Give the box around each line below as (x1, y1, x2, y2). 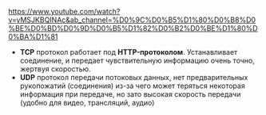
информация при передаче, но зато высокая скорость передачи (19, 90, 241, 98)
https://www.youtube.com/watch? (8, 7, 121, 16)
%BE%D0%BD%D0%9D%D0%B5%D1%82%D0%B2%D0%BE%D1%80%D (8, 24, 258, 33)
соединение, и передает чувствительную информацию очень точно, (19, 56, 256, 65)
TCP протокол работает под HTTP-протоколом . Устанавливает (19, 48, 238, 56)
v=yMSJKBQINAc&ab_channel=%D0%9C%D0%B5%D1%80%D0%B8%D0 (8, 15, 256, 25)
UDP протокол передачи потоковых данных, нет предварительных (19, 73, 248, 82)
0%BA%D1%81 (8, 32, 58, 41)
